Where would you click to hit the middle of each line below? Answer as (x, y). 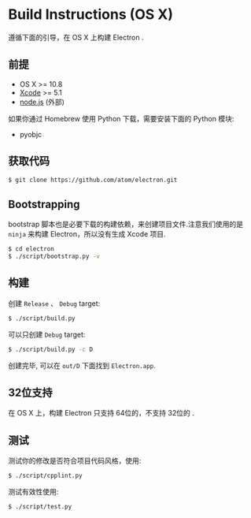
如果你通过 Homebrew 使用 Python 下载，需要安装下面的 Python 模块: (121, 118)
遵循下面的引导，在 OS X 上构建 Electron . (76, 37)
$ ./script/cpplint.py (45, 476)
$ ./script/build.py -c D (50, 349)
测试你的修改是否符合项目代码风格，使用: (75, 461)
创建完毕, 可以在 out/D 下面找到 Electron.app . (82, 365)
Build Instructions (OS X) (91, 15)
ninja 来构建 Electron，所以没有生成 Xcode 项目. (87, 234)
